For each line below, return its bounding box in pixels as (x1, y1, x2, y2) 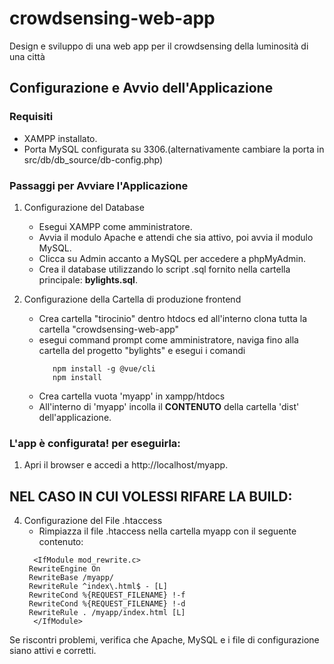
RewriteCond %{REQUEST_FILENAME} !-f (28, 590, 186, 601)
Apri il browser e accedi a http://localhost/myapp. (23, 459, 229, 471)
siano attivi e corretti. (9, 645, 97, 657)
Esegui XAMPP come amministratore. (38, 220, 193, 232)
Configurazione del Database (23, 201, 145, 213)
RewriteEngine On (28, 564, 101, 574)
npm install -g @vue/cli (52, 363, 156, 374)
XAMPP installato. (23, 132, 98, 144)
